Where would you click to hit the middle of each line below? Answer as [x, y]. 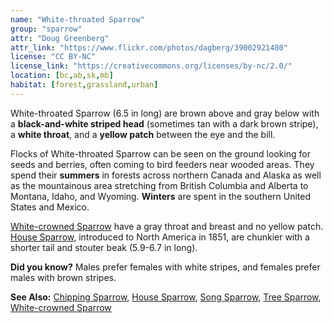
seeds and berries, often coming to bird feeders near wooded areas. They [162, 164]
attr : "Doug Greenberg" [60, 38]
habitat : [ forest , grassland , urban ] [84, 85]
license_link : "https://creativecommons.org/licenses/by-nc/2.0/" [151, 66]
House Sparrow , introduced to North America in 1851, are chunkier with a [160, 237]
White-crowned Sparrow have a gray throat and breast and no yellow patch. [167, 226]
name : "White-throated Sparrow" [77, 19]
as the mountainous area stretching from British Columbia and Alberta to [159, 185]
